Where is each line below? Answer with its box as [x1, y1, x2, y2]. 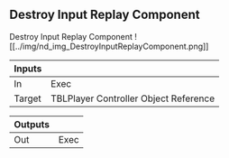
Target [14, 92, 42, 105]
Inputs [14, 62, 42, 75]
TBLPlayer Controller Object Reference [50, 92, 215, 105]
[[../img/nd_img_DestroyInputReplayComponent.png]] [9, 41, 209, 51]
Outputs [14, 117, 50, 130]
